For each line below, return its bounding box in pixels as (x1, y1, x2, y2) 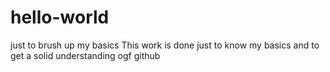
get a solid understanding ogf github (10, 49, 161, 61)
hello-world (10, 6, 110, 29)
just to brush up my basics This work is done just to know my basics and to (10, 39, 320, 51)
